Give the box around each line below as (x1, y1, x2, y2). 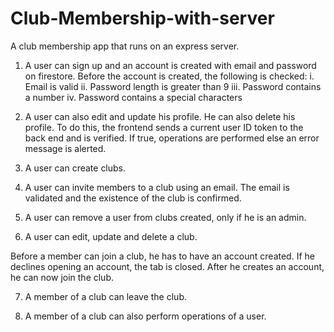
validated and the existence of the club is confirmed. (24, 192, 242, 204)
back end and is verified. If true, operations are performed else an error (24, 132, 320, 144)
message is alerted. (24, 142, 107, 154)
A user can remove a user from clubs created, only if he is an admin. (24, 211, 307, 223)
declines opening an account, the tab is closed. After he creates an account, (10, 260, 325, 272)
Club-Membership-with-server (10, 7, 275, 30)
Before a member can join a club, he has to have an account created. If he (10, 250, 315, 262)
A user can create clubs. (24, 162, 127, 174)
